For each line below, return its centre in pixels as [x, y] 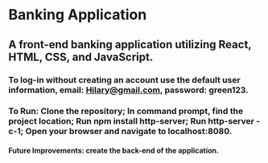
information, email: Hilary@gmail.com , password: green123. [128, 90]
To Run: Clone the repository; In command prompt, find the [126, 112]
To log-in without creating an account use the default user [124, 79]
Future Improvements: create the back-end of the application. [114, 151]
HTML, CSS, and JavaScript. [81, 57]
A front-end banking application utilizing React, [130, 45]
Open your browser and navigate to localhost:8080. [129, 132]
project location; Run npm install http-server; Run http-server [132, 121]
